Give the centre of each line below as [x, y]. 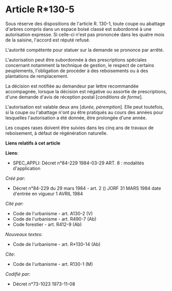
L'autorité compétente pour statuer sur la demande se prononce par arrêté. [85, 50]
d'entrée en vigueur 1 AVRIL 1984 [48, 194]
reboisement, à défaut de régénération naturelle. [56, 133]
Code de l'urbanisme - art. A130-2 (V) [53, 213]
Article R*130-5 [40, 9]
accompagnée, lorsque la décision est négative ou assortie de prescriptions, [86, 91]
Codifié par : [18, 274]
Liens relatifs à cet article [33, 143]
